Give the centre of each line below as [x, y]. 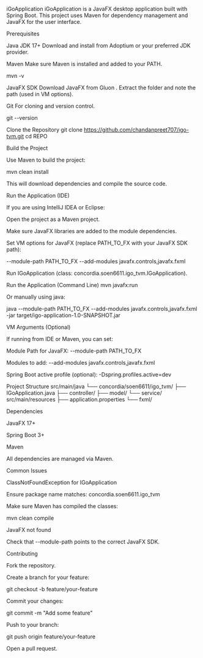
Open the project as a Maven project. [53, 219]
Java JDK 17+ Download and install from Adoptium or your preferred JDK [98, 46]
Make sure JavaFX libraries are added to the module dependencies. [92, 231]
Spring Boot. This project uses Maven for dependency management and [97, 15]
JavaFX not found [29, 530]
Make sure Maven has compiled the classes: [62, 506]
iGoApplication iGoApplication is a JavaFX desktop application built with [97, 9]
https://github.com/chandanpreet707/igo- [136, 130]
